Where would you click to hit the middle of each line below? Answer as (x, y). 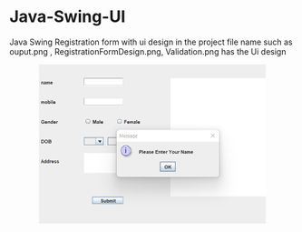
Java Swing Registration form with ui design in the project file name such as (151, 42)
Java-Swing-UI (68, 17)
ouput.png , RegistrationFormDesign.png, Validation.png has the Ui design (148, 51)
